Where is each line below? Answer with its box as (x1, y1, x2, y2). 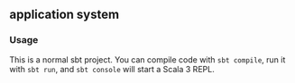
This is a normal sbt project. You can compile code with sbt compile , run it (9, 54, 286, 65)
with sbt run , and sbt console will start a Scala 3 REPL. (9, 63, 215, 74)
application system (9, 7, 120, 22)
